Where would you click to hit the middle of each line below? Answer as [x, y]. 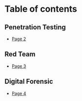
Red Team [20, 54]
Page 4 [19, 93]
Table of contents [41, 9]
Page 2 [19, 39]
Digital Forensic [29, 82]
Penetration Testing [35, 27]
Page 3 [19, 66]
